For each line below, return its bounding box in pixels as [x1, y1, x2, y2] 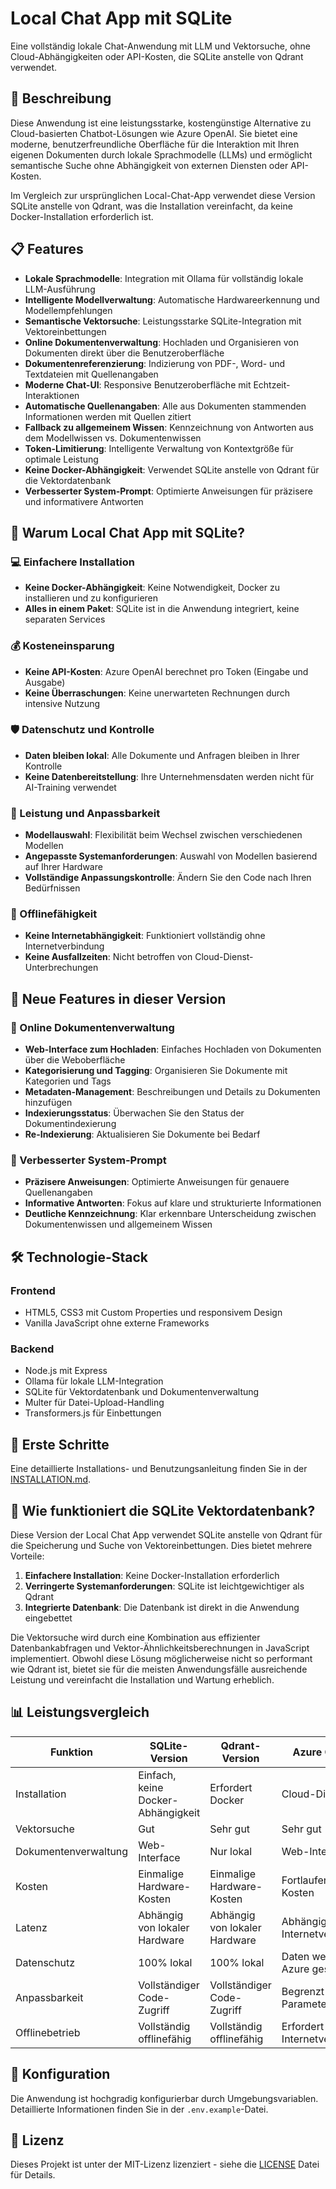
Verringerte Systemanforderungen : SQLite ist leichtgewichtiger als [24, 1580, 305, 1592]
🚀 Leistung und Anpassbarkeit [10, 806, 161, 820]
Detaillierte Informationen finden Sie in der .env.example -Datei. [10, 2103, 269, 2115]
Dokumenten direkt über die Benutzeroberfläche [24, 347, 225, 359]
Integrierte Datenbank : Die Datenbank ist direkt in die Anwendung [24, 1602, 300, 1614]
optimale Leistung [24, 453, 99, 465]
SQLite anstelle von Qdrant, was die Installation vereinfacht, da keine [10, 200, 293, 212]
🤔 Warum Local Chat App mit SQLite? [10, 524, 245, 541]
